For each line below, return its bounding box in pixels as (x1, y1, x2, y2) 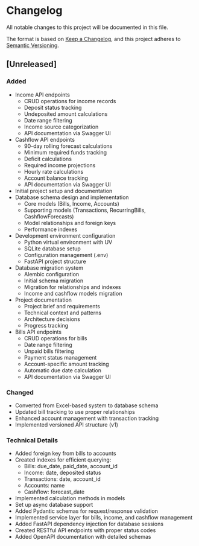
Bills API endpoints (14, 328, 62, 335)
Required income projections (24, 161, 96, 169)
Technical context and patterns (24, 309, 101, 316)
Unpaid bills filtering (24, 348, 74, 355)
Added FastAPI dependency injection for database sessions (14, 520, 164, 528)
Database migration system (14, 264, 83, 271)
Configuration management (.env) (24, 251, 109, 258)
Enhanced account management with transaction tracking (14, 414, 159, 422)
